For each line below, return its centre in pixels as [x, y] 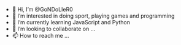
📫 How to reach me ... [40, 36]
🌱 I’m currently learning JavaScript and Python [71, 22]
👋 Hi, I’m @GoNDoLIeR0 [43, 9]
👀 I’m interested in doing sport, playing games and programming [93, 16]
